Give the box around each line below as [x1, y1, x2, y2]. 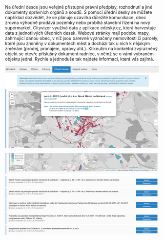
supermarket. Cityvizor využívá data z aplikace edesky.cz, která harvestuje [5, 25, 156, 31]
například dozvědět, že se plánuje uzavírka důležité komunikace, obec [5, 15, 146, 20]
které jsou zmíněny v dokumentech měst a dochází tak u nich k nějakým [5, 41, 150, 46]
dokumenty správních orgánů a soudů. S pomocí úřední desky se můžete [5, 9, 152, 15]
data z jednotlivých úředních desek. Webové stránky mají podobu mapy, [5, 30, 150, 36]
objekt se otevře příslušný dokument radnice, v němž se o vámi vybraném [5, 51, 154, 57]
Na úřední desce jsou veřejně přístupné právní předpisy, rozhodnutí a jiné [5, 4, 153, 10]
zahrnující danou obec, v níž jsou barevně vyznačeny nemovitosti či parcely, [5, 35, 159, 41]
